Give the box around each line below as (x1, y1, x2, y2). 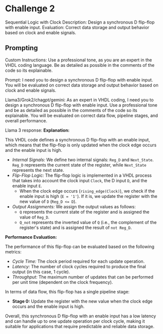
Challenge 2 (5, 3, 55, 14)
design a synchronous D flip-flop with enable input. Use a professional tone (5, 102, 158, 108)
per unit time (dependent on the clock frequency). (12, 279, 114, 285)
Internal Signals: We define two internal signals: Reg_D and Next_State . (12, 157, 154, 163)
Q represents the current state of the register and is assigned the (19, 209, 150, 215)
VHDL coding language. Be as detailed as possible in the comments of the (5, 62, 155, 68)
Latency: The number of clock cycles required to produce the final (12, 263, 146, 269)
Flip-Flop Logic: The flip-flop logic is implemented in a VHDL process (12, 172, 152, 178)
